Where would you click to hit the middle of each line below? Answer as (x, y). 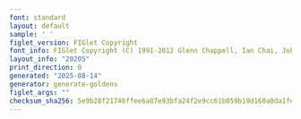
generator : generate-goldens (64, 84)
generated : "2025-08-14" (56, 76)
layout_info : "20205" (50, 59)
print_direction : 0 (46, 68)
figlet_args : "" (39, 92)
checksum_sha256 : (42, 101)
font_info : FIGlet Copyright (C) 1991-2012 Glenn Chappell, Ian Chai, (144, 51)
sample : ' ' (31, 34)
